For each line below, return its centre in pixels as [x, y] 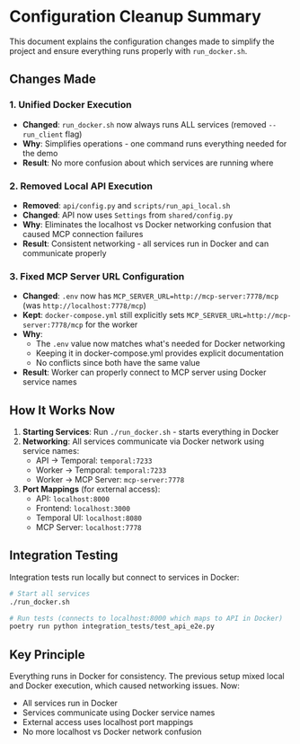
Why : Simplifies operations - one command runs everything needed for [154, 143]
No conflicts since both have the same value [118, 363]
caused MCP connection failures [83, 234]
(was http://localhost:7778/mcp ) [84, 306]
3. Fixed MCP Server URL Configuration [97, 276]
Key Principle [47, 655]
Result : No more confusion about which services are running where [148, 163]
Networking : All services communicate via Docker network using [143, 441]
